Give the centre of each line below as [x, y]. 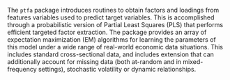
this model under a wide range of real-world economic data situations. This [115, 47]
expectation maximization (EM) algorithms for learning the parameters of [112, 40]
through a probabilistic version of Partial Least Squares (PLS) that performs [115, 25]
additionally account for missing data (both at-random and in [94, 62]
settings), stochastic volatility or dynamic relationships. [117, 69]
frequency [22, 69]
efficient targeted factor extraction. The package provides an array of [107, 32]
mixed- [193, 62]
